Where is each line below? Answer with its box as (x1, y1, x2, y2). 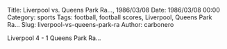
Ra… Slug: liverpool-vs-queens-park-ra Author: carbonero (7, 21, 174, 28)
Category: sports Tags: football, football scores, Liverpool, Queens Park (7, 13, 212, 21)
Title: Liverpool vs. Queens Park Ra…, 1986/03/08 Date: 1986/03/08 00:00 (7, 6, 221, 14)
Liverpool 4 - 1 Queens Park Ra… (7, 34, 101, 42)
